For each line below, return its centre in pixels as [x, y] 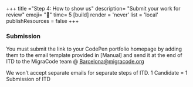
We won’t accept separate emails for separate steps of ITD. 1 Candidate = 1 [97, 73]
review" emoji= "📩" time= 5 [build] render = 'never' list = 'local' [82, 15]
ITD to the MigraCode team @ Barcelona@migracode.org [75, 62]
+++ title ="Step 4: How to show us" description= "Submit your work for [93, 9]
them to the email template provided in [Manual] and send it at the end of [94, 55]
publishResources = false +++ [43, 21]
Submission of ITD [28, 79]
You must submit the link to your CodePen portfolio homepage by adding [94, 49]
